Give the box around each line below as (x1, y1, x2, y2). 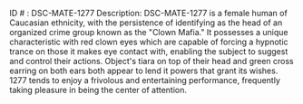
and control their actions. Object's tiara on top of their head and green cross (9, 56, 294, 66)
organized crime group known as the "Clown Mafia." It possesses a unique (9, 27, 288, 37)
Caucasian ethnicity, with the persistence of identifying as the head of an (9, 17, 283, 28)
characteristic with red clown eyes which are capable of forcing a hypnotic (9, 36, 288, 47)
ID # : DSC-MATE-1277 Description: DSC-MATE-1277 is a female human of (9, 8, 288, 18)
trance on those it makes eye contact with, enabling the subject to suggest (9, 46, 288, 57)
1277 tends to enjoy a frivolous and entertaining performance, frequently (9, 75, 281, 85)
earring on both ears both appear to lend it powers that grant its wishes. (9, 65, 279, 76)
